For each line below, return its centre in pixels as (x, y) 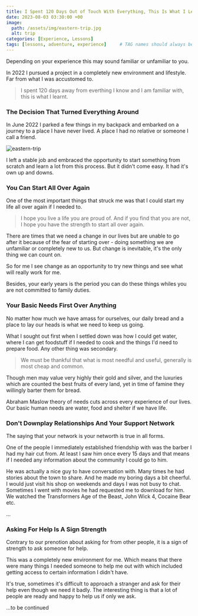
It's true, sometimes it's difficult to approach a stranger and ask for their (93, 584)
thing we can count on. (34, 255)
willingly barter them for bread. (44, 390)
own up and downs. (30, 173)
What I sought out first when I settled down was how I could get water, (92, 336)
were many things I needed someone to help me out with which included (94, 566)
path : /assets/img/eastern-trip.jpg (56, 28)
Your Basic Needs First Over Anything (61, 305)
